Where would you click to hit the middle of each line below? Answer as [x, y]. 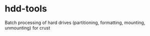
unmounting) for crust [28, 27]
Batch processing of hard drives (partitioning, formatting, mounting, [75, 22]
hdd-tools [26, 9]
